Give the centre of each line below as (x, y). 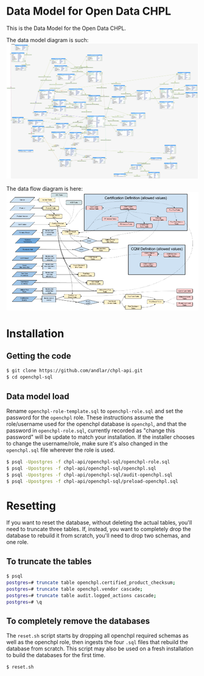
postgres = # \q (24, 602)
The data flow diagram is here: (45, 188)
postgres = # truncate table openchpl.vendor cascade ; (75, 589)
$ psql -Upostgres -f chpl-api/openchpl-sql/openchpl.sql (81, 468)
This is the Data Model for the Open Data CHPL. (66, 28)
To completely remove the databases (78, 621)
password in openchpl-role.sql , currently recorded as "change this (91, 430)
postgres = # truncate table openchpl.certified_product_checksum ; (91, 583)
